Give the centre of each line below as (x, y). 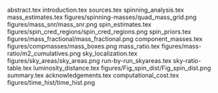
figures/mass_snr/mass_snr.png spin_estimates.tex (79, 24)
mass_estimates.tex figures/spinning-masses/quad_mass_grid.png (102, 17)
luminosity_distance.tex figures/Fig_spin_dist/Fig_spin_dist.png (122, 68)
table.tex (20, 68)
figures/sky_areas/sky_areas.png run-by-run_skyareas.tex (89, 61)
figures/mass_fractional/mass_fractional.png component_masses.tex (105, 39)
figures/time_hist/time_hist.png (51, 82)
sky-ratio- (187, 61)
